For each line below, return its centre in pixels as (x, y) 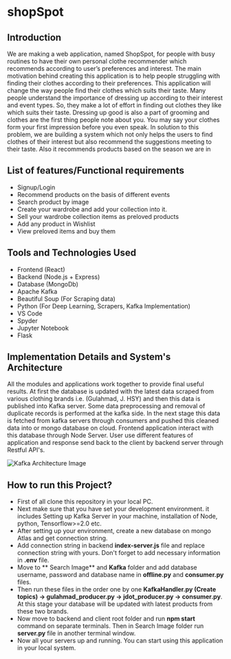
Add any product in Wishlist (56, 224)
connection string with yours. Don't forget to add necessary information (119, 553)
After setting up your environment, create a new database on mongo (114, 531)
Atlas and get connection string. (62, 538)
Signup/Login (36, 187)
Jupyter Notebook (43, 328)
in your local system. (46, 648)
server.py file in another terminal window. (76, 634)
